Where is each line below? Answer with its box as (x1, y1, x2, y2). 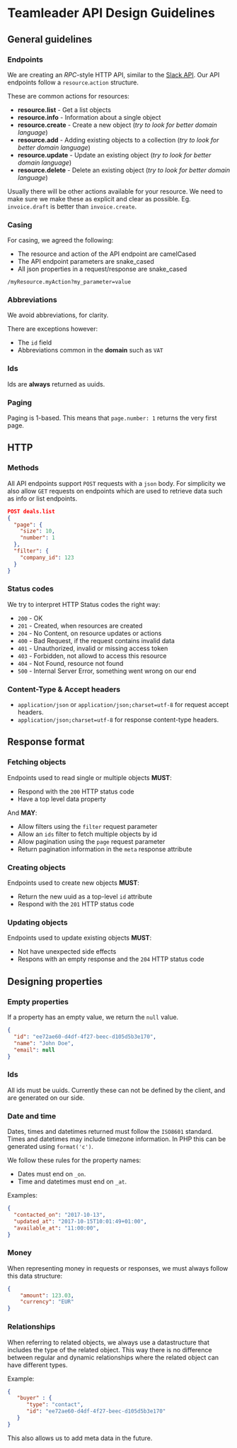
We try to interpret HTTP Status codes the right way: (7, 600, 161, 608)
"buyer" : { (16, 1395, 52, 1402)
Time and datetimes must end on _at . (17, 1177, 127, 1186)
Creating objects (7, 862, 66, 872)
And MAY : (7, 808, 37, 817)
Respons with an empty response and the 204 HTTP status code (17, 955, 205, 964)
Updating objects (7, 918, 69, 927)
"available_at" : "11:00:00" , (13, 1225, 100, 1232)
